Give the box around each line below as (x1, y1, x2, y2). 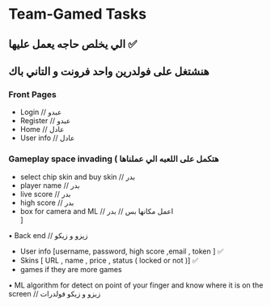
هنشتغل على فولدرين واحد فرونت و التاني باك (8, 64, 210, 78)
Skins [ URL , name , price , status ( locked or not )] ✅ (19, 255, 199, 265)
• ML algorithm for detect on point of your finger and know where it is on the (8, 280, 264, 290)
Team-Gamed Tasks (8, 5, 147, 23)
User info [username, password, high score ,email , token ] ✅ (19, 246, 224, 256)
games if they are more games (19, 264, 123, 274)
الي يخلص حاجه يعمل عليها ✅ (8, 37, 138, 51)
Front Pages (8, 88, 57, 100)
